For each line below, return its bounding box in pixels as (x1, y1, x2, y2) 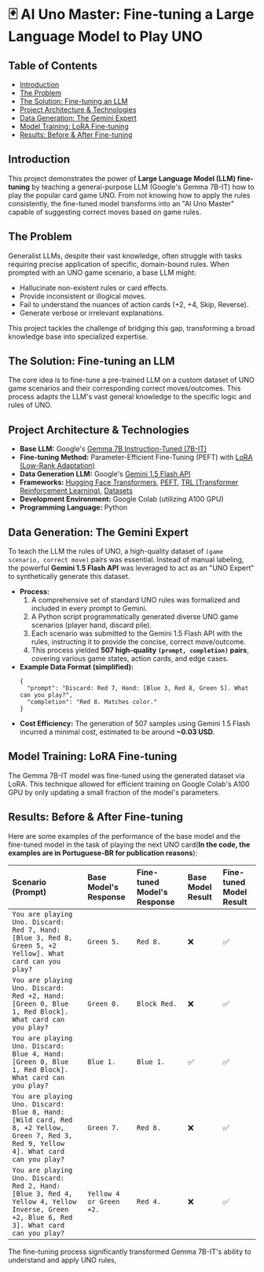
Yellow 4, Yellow (12, 1197, 77, 1206)
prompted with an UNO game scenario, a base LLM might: (8, 268, 196, 277)
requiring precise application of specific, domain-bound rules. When (8, 259, 229, 269)
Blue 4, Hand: (12, 1049, 65, 1059)
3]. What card (12, 1221, 65, 1229)
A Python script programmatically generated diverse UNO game (31, 612, 239, 621)
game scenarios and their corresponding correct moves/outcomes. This (8, 384, 241, 393)
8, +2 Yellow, (12, 1123, 65, 1132)
